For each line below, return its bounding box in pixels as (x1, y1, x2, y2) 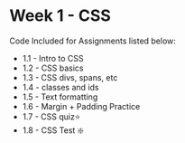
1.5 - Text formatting (22, 91, 98, 102)
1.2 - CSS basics (22, 62, 84, 73)
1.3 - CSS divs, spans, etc (22, 71, 118, 82)
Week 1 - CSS (9, 5, 111, 26)
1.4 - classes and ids (22, 81, 99, 92)
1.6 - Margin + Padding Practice (22, 100, 141, 111)
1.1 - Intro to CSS (22, 52, 84, 63)
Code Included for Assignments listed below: (9, 35, 176, 46)
